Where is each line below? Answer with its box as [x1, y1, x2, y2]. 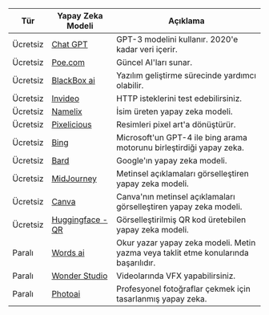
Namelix [51, 106, 82, 117]
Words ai [51, 248, 86, 258]
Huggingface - [51, 214, 108, 225]
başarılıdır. [115, 257, 156, 268]
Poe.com [51, 57, 86, 67]
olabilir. [115, 80, 144, 91]
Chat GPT [51, 39, 88, 50]
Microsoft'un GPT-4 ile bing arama [115, 132, 248, 143]
